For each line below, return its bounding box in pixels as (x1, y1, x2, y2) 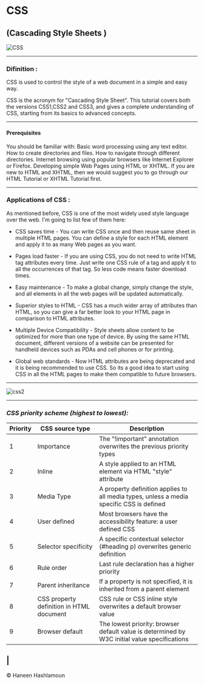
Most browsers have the (99, 510, 168, 518)
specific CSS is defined (99, 500, 166, 509)
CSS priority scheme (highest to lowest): (6, 408, 129, 417)
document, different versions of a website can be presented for (15, 339, 174, 347)
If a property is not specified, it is (99, 577, 193, 586)
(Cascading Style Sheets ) (6, 28, 107, 38)
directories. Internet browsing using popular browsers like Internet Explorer (6, 155, 194, 163)
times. (15, 271, 31, 279)
